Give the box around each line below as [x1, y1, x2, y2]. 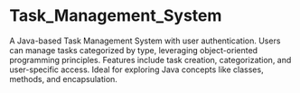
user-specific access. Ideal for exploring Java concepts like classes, [9, 64, 264, 75]
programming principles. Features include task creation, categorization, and [9, 54, 292, 65]
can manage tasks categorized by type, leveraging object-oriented [9, 44, 258, 55]
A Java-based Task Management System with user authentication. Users [9, 35, 281, 46]
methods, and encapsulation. [9, 73, 117, 84]
